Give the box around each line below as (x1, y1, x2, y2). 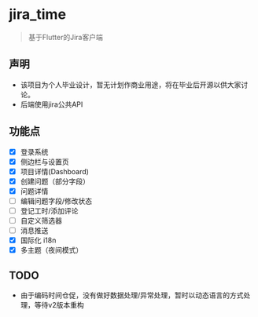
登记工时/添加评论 (20, 206, 79, 215)
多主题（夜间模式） (20, 246, 83, 255)
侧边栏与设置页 (20, 157, 69, 166)
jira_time (9, 5, 66, 24)
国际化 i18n (20, 235, 57, 245)
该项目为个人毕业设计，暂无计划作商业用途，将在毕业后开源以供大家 (20, 80, 241, 89)
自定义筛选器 (20, 216, 62, 225)
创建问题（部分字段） (20, 177, 90, 186)
